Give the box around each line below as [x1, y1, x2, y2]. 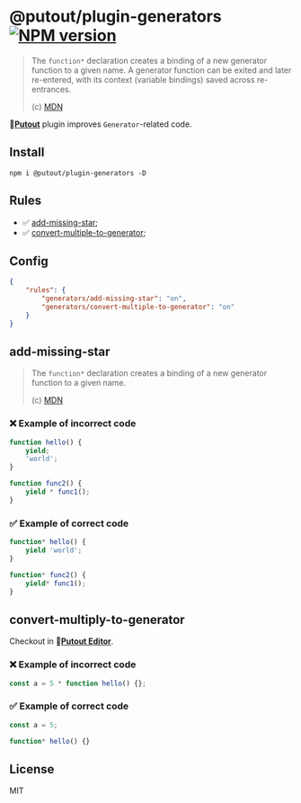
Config [9, 254, 49, 269]
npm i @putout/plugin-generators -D [9, 168, 146, 177]
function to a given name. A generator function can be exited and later [31, 65, 292, 76]
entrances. [31, 84, 72, 94]
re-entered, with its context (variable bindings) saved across [31, 74, 255, 85]
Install [9, 145, 45, 160]
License [9, 762, 55, 777]
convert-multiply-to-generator [9, 611, 186, 627]
